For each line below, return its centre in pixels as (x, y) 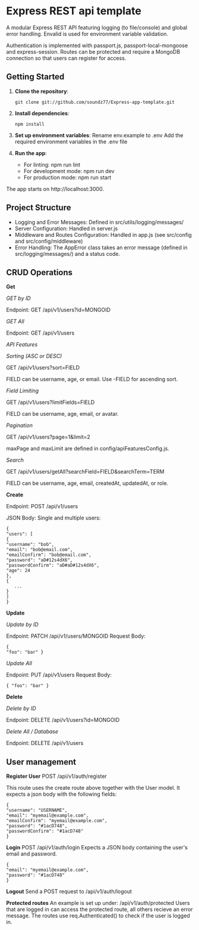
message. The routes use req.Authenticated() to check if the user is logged (98, 916)
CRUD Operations (40, 272)
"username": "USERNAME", (37, 810)
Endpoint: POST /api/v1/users (42, 506)
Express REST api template (74, 11)
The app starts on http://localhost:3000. (55, 189)
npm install (29, 124)
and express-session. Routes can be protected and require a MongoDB (93, 51)
